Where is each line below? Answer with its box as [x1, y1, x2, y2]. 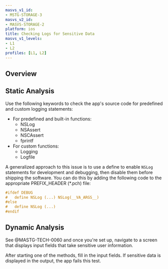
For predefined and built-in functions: [12, 116, 92, 122]
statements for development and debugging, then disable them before [5, 169, 153, 175]
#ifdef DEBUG [5, 190, 33, 195]
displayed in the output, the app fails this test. [5, 257, 101, 264]
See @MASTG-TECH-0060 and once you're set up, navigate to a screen [5, 237, 157, 243]
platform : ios [5, 27, 36, 32]
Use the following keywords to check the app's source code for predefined [5, 100, 163, 107]
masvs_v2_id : [5, 17, 33, 22]
